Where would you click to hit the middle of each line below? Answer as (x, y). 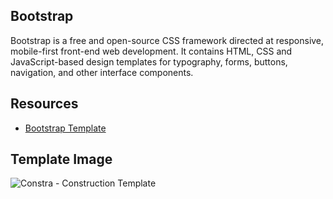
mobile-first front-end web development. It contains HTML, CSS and (151, 51)
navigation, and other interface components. (102, 72)
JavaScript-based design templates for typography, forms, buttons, (149, 61)
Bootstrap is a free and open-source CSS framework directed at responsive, (167, 40)
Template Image (61, 159)
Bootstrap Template (65, 128)
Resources (44, 104)
